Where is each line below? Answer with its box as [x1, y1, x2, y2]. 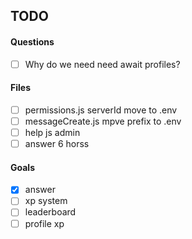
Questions [10, 35, 55, 48]
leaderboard [24, 206, 77, 218]
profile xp [24, 217, 65, 229]
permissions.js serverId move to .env [24, 104, 178, 116]
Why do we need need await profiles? [24, 58, 181, 70]
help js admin [24, 126, 81, 138]
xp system [24, 195, 68, 207]
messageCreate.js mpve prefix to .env [24, 115, 182, 127]
